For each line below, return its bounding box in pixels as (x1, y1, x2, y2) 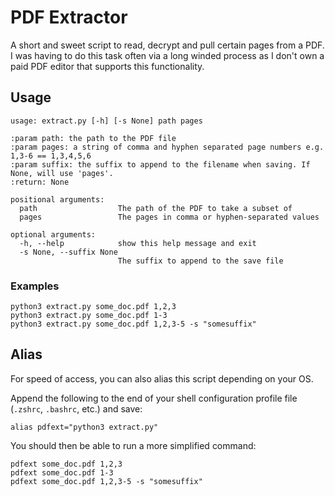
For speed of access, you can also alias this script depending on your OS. (10, 372, 314, 385)
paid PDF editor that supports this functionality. (10, 60, 205, 72)
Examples (10, 279, 60, 293)
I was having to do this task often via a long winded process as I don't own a (10, 49, 325, 61)
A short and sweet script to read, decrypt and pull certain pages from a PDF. (10, 39, 325, 51)
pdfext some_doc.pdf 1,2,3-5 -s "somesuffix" (10, 476, 203, 486)
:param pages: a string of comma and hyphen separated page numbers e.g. (10, 142, 325, 152)
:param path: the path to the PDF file (10, 133, 177, 143)
